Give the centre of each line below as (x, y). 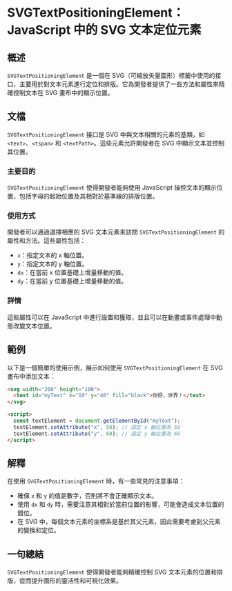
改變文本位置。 (34, 325)
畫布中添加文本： (31, 376)
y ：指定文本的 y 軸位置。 (52, 264)
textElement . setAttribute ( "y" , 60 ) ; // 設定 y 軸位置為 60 (97, 434)
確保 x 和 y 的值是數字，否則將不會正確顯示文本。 (87, 496)
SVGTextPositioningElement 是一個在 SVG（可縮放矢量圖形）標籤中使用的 (111, 76)
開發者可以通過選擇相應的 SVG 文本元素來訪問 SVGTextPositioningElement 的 (116, 232)
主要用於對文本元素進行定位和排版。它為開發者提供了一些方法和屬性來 (119, 84)
